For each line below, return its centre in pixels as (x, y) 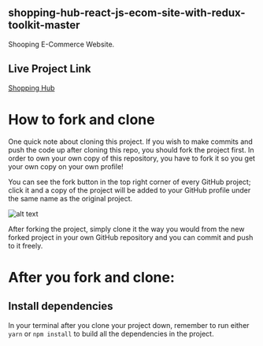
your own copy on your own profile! (66, 166)
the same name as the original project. (70, 198)
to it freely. (26, 245)
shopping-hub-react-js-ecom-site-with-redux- (127, 13)
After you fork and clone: (92, 277)
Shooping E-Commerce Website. (61, 44)
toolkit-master (44, 26)
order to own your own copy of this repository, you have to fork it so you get (132, 158)
